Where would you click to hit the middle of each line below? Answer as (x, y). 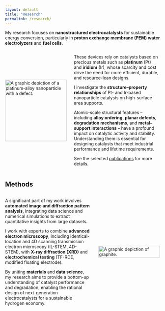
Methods (19, 184)
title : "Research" (24, 14)
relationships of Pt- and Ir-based (108, 93)
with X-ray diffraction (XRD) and (55, 252)
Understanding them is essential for (110, 139)
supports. (94, 103)
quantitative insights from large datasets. (46, 221)
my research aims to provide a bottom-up (47, 277)
